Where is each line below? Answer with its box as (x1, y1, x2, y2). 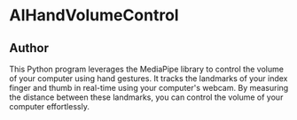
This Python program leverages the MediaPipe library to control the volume (9, 64, 284, 74)
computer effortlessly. (9, 101, 90, 111)
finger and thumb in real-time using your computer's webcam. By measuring (9, 83, 289, 93)
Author (9, 41, 49, 56)
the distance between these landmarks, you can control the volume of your (9, 92, 284, 102)
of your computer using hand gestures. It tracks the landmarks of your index (9, 73, 288, 84)
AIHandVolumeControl (9, 5, 179, 26)
